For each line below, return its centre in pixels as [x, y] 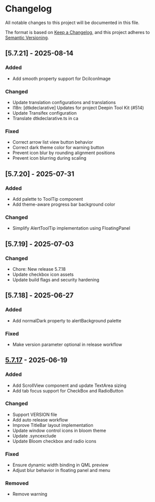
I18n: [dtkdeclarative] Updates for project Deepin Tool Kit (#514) [78, 108]
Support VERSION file [35, 414]
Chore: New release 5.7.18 [39, 269]
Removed [17, 483]
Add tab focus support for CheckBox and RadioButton [68, 390]
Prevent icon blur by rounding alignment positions [63, 153]
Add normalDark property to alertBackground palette [67, 320]
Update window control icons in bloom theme [59, 430]
